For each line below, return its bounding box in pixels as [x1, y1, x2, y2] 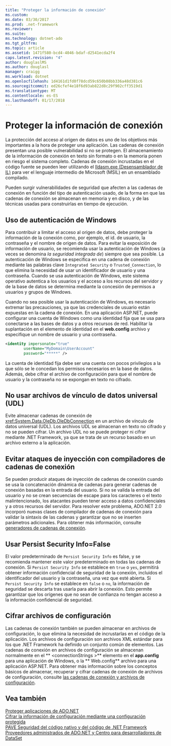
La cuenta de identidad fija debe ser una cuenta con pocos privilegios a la [5, 360, 161, 366]
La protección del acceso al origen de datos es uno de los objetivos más [5, 136, 158, 143]
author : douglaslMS [5, 60, 47, 65]
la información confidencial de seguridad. [5, 597, 93, 603]
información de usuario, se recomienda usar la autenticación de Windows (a [5, 246, 166, 251]
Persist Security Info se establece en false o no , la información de [5, 580, 150, 587]
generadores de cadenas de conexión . [5, 525, 87, 531]
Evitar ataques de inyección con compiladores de [5, 454, 166, 463]
